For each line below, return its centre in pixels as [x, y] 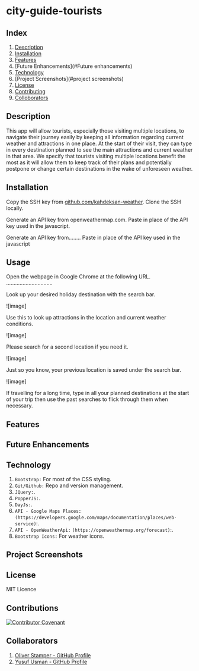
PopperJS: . [28, 498]
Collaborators [32, 641]
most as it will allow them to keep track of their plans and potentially [89, 162]
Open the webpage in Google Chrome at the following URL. [78, 277]
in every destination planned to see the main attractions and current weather [99, 149]
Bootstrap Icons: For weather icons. [60, 536]
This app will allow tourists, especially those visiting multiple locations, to [95, 131]
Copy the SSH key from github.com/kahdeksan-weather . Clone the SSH [94, 202]
